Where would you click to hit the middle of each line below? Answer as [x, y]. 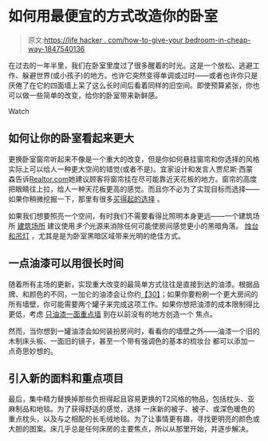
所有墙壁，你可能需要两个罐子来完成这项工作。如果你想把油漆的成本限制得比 [134, 304]
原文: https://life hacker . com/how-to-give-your [105, 40]
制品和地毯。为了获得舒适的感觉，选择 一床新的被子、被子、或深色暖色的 [135, 409]
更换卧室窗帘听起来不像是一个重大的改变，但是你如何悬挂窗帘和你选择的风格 [134, 159]
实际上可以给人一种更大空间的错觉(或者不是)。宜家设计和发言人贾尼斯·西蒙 [131, 169]
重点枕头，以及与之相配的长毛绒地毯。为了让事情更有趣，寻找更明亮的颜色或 [134, 419]
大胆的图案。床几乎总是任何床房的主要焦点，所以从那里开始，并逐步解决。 [130, 429]
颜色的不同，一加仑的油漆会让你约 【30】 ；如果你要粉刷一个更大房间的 [144, 294]
